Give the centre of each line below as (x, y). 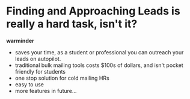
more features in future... (46, 91)
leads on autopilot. (38, 59)
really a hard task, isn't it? (72, 24)
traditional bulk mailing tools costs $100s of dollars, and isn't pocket (99, 65)
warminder (20, 40)
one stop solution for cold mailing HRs (62, 78)
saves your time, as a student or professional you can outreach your (99, 52)
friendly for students (40, 71)
